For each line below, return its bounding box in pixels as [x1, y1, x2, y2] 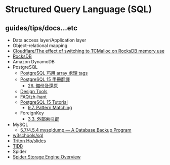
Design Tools [20, 89, 48, 94]
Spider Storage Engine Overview [12, 154, 81, 160]
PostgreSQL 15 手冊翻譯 [20, 76, 70, 82]
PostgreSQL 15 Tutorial [20, 99, 68, 105]
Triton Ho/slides [12, 138, 47, 144]
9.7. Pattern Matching [27, 105, 72, 110]
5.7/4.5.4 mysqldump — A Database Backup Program [20, 127, 132, 133]
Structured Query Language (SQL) [5, 4, 152, 15]
